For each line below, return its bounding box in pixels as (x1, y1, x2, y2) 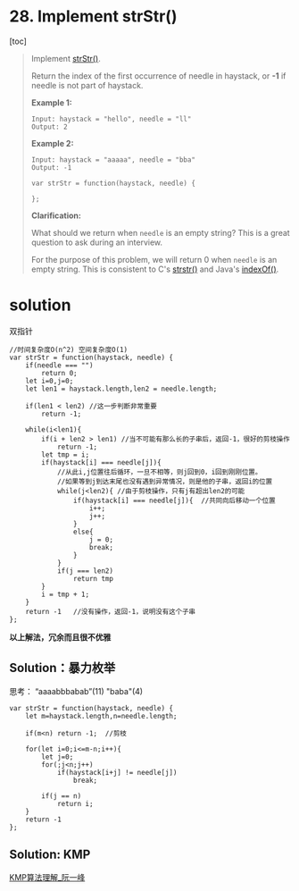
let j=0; (41, 752, 74, 761)
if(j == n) (41, 791, 82, 801)
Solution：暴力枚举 (9, 660, 116, 676)
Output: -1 (30, 163, 72, 172)
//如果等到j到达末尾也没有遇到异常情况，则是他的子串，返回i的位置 (56, 476, 273, 486)
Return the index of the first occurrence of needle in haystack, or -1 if (30, 70, 287, 81)
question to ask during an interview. (30, 237, 163, 248)
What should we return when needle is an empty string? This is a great (30, 227, 290, 238)
